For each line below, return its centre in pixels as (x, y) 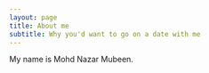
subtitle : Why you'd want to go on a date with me (105, 34)
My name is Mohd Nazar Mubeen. (71, 60)
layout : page (33, 17)
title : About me (39, 26)
